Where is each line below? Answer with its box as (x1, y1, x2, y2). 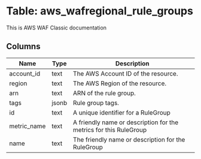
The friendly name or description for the (72, 135, 185, 143)
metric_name (9, 122, 46, 130)
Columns (6, 41, 41, 52)
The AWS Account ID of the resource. (72, 69, 178, 77)
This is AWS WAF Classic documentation (6, 24, 106, 31)
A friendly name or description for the (72, 118, 179, 127)
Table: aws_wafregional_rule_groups (6, 4, 193, 18)
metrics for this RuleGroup (72, 125, 147, 134)
